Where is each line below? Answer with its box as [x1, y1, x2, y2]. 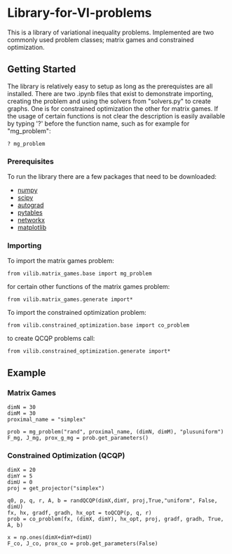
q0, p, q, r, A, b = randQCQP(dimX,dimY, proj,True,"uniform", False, [7, 497, 218, 504]
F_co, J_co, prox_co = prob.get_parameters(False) [7, 540, 158, 548]
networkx [17, 216, 46, 224]
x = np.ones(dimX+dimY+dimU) [7, 534, 93, 541]
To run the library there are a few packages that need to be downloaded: [7, 173, 217, 181]
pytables [17, 208, 43, 217]
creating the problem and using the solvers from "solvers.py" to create [7, 97, 212, 105]
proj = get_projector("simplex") [7, 485, 105, 492]
